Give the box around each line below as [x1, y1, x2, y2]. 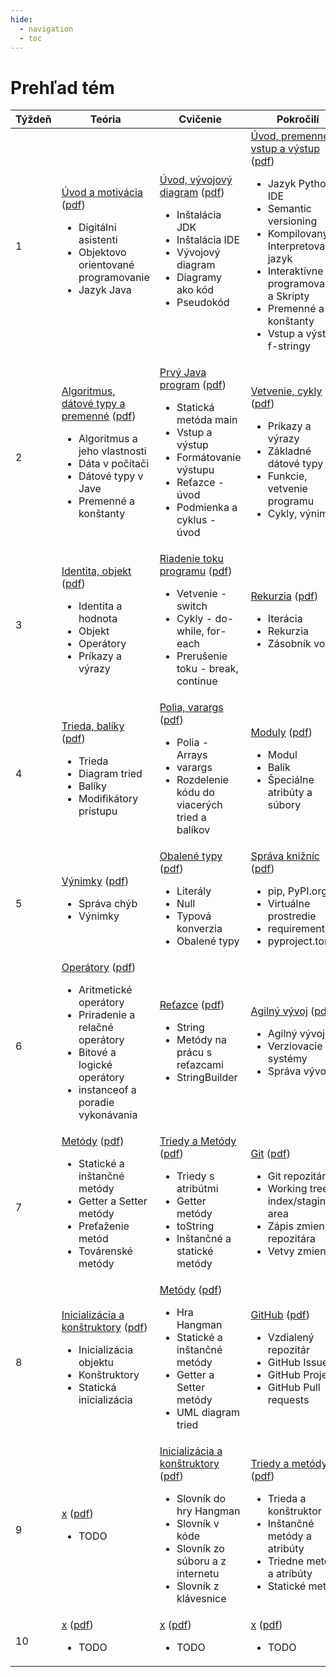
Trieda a [267, 1492, 307, 1506]
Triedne [267, 1554, 305, 1568]
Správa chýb [78, 897, 138, 911]
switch [176, 599, 208, 613]
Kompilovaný [267, 227, 329, 241]
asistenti [78, 233, 118, 247]
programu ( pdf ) [159, 564, 233, 578]
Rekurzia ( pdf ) [250, 589, 319, 603]
